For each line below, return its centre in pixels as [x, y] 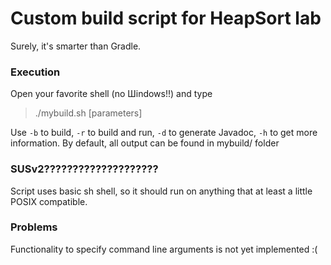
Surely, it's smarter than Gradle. [76, 46]
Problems [34, 227]
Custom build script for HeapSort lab [166, 18]
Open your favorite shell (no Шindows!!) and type [111, 94]
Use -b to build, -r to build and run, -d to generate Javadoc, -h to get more [164, 133]
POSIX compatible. [49, 201]
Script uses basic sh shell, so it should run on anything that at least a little [161, 191]
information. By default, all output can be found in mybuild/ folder [145, 143]
